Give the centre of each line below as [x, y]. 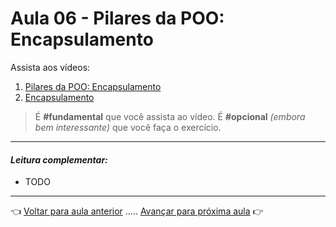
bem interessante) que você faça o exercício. [128, 127]
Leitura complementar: [59, 159]
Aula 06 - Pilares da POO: [117, 18]
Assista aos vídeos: [50, 67]
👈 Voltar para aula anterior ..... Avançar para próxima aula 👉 [137, 211]
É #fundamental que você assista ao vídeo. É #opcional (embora [170, 116]
